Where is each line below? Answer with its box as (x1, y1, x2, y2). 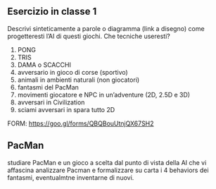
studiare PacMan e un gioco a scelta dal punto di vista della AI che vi (7, 158, 207, 166)
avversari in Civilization (17, 98, 85, 106)
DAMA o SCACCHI (17, 60, 72, 69)
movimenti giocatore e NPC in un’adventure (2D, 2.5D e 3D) (17, 90, 191, 99)
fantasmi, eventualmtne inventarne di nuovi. (7, 173, 134, 182)
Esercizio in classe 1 (7, 6, 97, 18)
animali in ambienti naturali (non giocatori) (17, 75, 140, 84)
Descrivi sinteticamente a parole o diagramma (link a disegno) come (7, 24, 205, 32)
